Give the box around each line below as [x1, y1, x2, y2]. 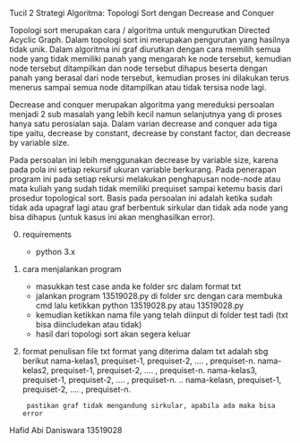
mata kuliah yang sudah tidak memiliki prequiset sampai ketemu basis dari [9, 183, 284, 193]
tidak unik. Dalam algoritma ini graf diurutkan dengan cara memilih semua [9, 44, 281, 55]
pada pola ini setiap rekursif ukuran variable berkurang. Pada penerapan [9, 165, 277, 175]
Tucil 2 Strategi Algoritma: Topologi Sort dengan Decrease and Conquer [9, 8, 275, 18]
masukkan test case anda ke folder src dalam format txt [35, 281, 242, 292]
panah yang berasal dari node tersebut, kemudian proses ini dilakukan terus [9, 72, 289, 83]
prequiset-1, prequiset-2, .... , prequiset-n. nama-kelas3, [50, 365, 258, 375]
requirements [21, 229, 72, 240]
